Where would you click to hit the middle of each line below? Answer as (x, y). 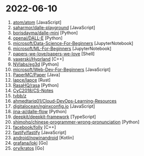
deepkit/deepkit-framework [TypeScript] (54, 117)
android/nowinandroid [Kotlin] (43, 137)
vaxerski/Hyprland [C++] (38, 59)
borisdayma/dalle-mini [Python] (45, 33)
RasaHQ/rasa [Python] (36, 85)
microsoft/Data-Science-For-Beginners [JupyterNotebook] (73, 43)
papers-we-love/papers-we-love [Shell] (54, 54)
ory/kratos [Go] (28, 148)
